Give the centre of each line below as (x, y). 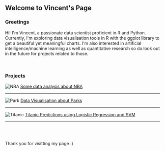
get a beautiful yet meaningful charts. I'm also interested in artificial (73, 43)
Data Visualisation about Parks (51, 101)
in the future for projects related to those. (47, 53)
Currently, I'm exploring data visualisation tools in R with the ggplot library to (82, 38)
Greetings (17, 22)
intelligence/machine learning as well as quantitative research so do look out (82, 48)
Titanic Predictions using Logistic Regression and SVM (80, 114)
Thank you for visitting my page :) (39, 143)
